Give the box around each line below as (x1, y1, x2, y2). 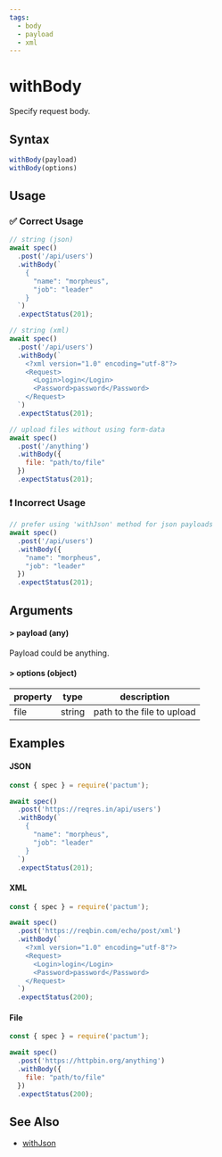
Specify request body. (9, 106, 91, 117)
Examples (9, 736, 65, 751)
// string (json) (9, 236, 74, 244)
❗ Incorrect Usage (9, 496, 86, 508)
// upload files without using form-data (9, 425, 166, 434)
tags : (9, 12, 29, 22)
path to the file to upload (93, 706, 196, 718)
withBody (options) (9, 163, 78, 172)
